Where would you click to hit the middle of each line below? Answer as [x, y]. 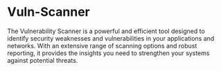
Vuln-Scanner [48, 12]
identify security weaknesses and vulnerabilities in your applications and [111, 38]
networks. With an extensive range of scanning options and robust [102, 45]
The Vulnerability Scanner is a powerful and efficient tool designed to [106, 31]
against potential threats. [43, 60]
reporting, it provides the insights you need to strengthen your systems [108, 53]
